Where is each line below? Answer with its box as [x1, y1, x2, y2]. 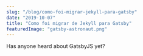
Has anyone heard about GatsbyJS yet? [6, 43, 105, 50]
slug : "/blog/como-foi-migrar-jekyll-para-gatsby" [6, 9, 138, 15]
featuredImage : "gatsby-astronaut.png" [6, 26, 108, 32]
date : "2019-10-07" [6, 15, 56, 21]
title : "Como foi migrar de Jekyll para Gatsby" [6, 20, 132, 26]
